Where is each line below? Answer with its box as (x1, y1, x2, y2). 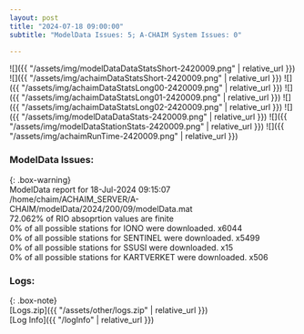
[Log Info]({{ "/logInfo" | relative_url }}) (9, 314, 155, 325)
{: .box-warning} (9, 174, 71, 185)
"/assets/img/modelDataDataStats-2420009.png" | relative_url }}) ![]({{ (21, 111, 288, 123)
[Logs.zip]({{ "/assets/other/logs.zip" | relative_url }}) (9, 304, 208, 315)
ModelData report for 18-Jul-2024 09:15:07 (9, 184, 171, 195)
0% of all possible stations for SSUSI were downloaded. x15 (9, 242, 234, 253)
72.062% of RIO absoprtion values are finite (9, 213, 175, 224)
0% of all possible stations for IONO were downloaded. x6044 (9, 222, 243, 233)
